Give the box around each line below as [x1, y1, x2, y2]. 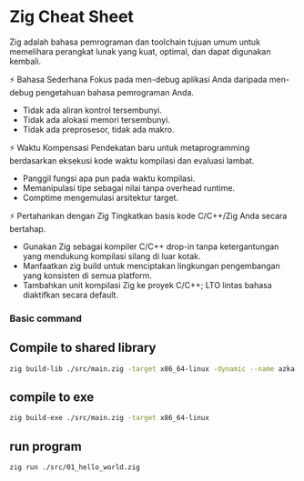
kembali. [9, 55, 42, 66]
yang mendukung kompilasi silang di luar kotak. [22, 250, 201, 261]
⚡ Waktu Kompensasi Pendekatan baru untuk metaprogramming [9, 142, 250, 153]
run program [9, 438, 82, 454]
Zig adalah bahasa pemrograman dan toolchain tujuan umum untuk [9, 36, 261, 47]
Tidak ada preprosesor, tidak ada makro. [22, 124, 175, 135]
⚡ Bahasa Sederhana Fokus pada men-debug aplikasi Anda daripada [9, 74, 268, 85]
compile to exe [9, 389, 95, 405]
